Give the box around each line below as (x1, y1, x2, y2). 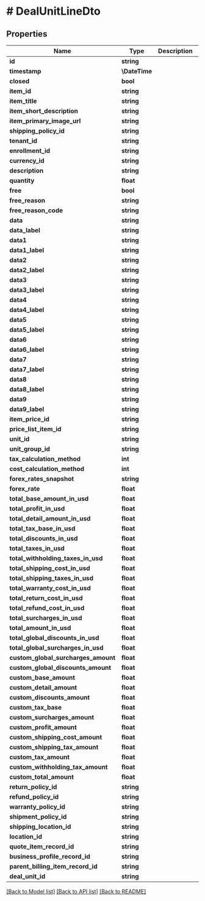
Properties (6, 29, 48, 39)
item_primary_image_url (9, 117, 81, 125)
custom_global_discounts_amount (9, 664, 112, 672)
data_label (9, 226, 41, 234)
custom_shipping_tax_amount (9, 743, 99, 751)
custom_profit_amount (9, 723, 77, 732)
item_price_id (9, 415, 50, 423)
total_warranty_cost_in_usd (9, 584, 92, 592)
